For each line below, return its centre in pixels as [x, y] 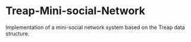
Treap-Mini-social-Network [75, 11]
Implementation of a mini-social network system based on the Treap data [95, 27]
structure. [18, 33]
